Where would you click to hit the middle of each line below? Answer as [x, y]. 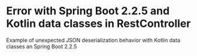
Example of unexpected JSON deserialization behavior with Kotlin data [93, 40]
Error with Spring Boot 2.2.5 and [88, 11]
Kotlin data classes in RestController [99, 24]
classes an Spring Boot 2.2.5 [42, 46]
